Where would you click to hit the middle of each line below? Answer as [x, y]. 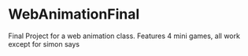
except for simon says [44, 44]
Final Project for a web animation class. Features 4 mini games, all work [124, 36]
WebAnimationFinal [74, 14]
